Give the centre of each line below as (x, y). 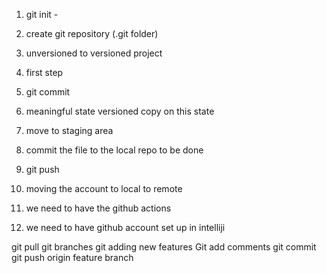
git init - (42, 14)
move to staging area (69, 130)
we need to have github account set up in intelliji (125, 227)
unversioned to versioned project (94, 53)
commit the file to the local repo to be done (114, 150)
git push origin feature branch (72, 257)
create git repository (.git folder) (92, 33)
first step (44, 72)
